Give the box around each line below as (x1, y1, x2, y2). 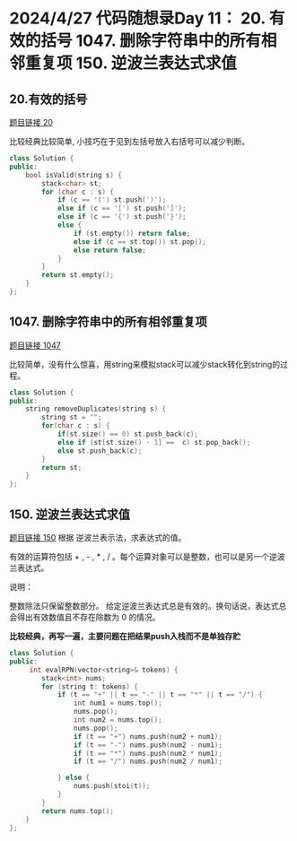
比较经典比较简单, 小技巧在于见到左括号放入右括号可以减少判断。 (9, 136, 249, 146)
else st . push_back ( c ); (57, 446, 143, 455)
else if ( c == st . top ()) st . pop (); (73, 237, 206, 247)
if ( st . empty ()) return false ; (73, 229, 191, 238)
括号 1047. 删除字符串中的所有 (40, 30, 262, 51)
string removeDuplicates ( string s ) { (25, 404, 167, 413)
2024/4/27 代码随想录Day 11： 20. (9, 8, 266, 29)
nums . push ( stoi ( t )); (73, 782, 151, 791)
